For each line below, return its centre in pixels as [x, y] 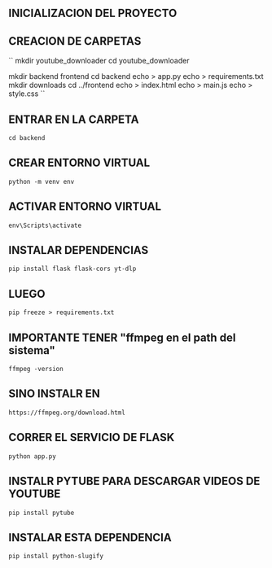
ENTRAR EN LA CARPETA [74, 119]
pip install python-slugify [56, 557]
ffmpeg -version [36, 369]
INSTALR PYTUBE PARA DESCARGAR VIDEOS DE [134, 481]
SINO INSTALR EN [54, 394]
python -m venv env [42, 181]
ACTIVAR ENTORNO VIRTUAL [85, 207]
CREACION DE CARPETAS [75, 41]
